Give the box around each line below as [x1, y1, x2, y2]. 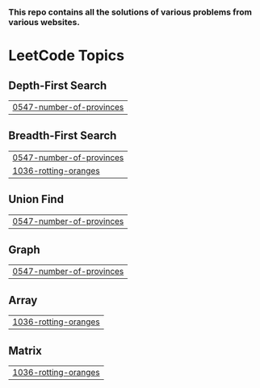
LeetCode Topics [8, 47, 125, 65]
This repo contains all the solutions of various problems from [8, 6, 253, 18]
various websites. [8, 16, 81, 27]
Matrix [8, 344, 42, 357]
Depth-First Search [8, 78, 107, 92]
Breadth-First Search [8, 129, 117, 143]
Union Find [8, 192, 65, 206]
